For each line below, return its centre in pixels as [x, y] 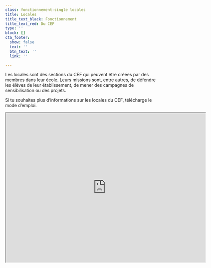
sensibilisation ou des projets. [36, 91]
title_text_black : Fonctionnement [41, 19]
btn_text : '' [23, 51]
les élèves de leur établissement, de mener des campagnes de [70, 85]
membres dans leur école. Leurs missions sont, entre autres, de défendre [81, 80]
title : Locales [21, 14]
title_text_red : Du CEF [30, 24]
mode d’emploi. [21, 106]
